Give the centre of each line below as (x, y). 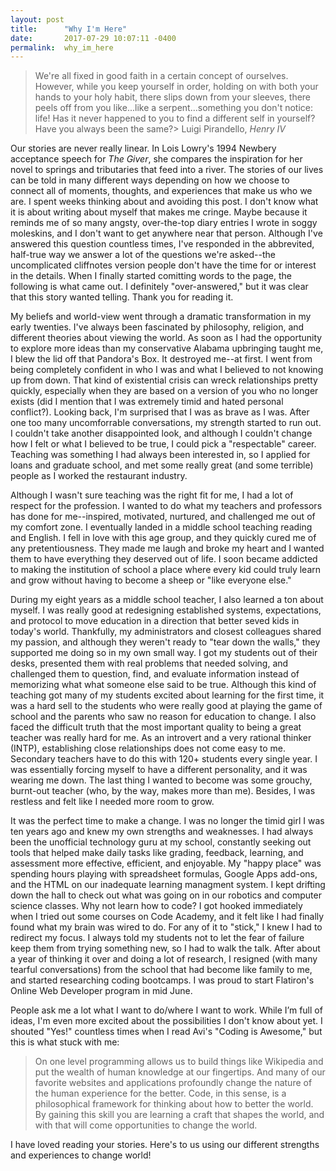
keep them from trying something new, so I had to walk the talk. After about (165, 948)
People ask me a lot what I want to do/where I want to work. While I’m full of (166, 1010)
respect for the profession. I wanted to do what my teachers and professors (166, 506)
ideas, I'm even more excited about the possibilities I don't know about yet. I (166, 1021)
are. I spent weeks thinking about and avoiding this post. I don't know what (164, 202)
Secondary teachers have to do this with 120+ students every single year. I (164, 759)
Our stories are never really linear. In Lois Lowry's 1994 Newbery (143, 148)
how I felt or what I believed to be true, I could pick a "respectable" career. (163, 444)
